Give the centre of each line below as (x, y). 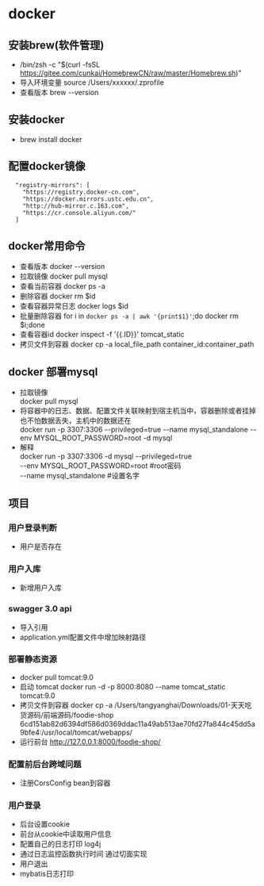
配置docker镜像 (47, 166)
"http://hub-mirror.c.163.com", (76, 206)
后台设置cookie (44, 824)
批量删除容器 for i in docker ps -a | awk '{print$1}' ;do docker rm (129, 316)
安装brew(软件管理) (56, 45)
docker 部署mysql (53, 372)
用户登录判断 (33, 527)
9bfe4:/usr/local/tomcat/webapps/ (76, 732)
